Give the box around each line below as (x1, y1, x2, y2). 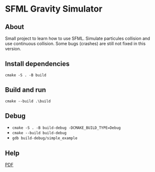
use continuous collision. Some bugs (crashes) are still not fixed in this (5, 41, 146, 47)
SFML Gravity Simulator (5, 3, 103, 15)
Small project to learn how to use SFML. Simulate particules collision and (5, 35, 150, 41)
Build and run (5, 86, 46, 94)
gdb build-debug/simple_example (12, 136, 77, 141)
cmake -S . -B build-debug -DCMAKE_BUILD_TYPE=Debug (12, 125, 121, 130)
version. (5, 46, 21, 51)
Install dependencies (5, 60, 70, 68)
